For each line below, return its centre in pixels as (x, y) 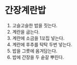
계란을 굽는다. (26, 31)
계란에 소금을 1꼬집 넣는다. (38, 38)
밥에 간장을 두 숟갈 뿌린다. (38, 57)
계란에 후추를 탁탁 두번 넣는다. (42, 44)
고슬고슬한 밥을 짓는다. (35, 25)
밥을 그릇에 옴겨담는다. (35, 51)
